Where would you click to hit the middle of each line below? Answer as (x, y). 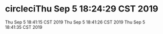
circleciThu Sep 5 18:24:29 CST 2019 (82, 9)
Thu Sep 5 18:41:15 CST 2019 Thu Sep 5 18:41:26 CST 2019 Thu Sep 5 (75, 22)
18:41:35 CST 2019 (24, 27)
